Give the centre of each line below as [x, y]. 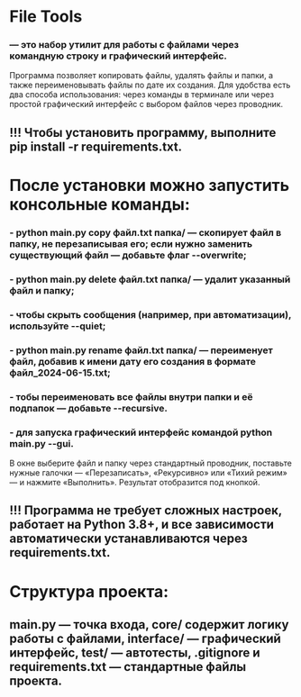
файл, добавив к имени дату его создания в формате [133, 361]
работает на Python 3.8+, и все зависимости [142, 525]
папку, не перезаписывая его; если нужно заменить [131, 243]
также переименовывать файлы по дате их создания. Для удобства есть [150, 85]
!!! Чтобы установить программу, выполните [143, 132]
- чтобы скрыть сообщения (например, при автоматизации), [150, 314]
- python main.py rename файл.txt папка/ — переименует [141, 350]
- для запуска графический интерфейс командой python [141, 432]
